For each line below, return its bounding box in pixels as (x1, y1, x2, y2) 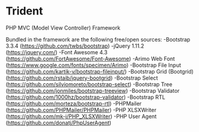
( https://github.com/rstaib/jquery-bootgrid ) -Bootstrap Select (5, 74, 158, 81)
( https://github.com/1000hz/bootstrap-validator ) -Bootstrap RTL (5, 93, 166, 101)
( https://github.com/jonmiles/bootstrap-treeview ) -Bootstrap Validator (5, 87, 180, 94)
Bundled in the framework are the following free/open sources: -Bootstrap (5, 36, 191, 43)
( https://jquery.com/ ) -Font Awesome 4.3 (5, 48, 108, 55)
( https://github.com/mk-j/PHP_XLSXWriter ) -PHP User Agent (5, 113, 157, 120)
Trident (5, 4, 44, 18)
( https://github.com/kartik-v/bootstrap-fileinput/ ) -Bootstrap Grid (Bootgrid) (5, 68, 194, 75)
